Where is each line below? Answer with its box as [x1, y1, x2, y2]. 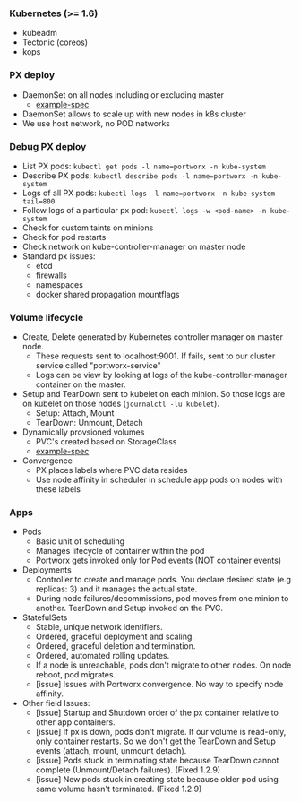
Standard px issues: [21, 250, 96, 262]
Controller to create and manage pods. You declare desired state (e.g [35, 574, 292, 585]
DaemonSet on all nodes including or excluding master [21, 89, 225, 100]
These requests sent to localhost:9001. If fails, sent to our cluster [35, 350, 276, 361]
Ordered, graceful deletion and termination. [35, 641, 196, 651]
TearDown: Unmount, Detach [35, 418, 143, 428]
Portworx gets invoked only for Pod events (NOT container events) [35, 555, 282, 566]
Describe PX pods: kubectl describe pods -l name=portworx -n [21, 169, 258, 181]
